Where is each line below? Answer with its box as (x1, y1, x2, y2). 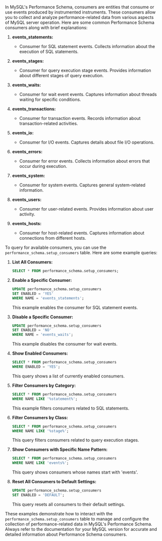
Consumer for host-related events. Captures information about (19, 230, 145, 236)
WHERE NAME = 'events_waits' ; (12, 332, 74, 337)
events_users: (12, 197, 42, 202)
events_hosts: (12, 221, 42, 226)
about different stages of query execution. (19, 73, 104, 78)
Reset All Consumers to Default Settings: (12, 479, 97, 485)
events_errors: (12, 149, 43, 154)
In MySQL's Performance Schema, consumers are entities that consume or (5, 4, 154, 10)
